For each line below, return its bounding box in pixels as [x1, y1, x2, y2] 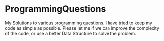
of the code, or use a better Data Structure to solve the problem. [5, 30, 136, 36]
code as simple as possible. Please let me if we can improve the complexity [5, 25, 160, 31]
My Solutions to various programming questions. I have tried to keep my [5, 20, 152, 26]
